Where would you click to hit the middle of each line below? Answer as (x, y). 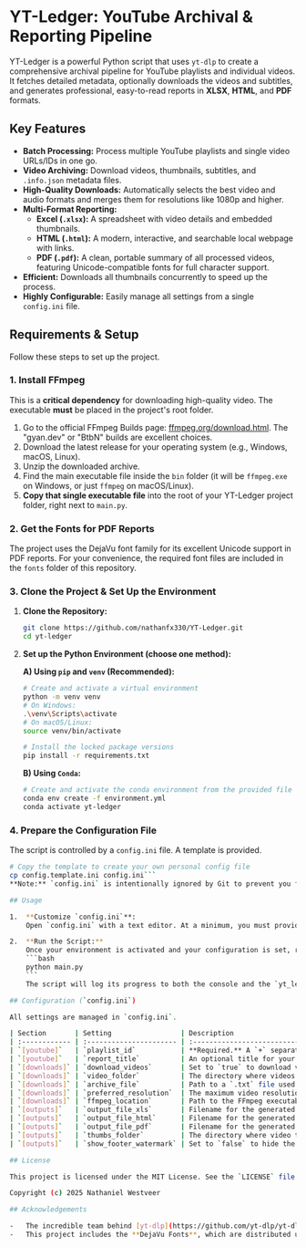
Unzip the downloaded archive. (81, 466)
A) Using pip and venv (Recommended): (98, 671)
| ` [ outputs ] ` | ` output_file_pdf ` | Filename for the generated (153, 1127)
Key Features (48, 129)
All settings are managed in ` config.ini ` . (93, 1017)
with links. (55, 247)
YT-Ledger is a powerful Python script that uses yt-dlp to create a (134, 61)
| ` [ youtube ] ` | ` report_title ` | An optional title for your (153, 1059)
